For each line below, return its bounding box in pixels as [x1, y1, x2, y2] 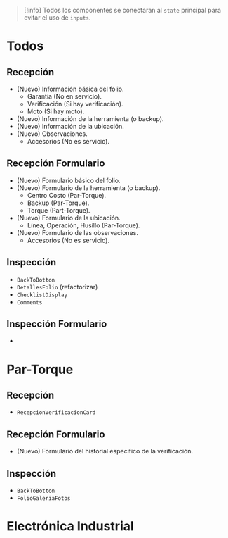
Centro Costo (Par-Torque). [27, 191, 107, 199]
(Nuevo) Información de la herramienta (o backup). [16, 115, 164, 123]
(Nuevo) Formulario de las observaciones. [16, 228, 138, 237]
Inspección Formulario [6, 318, 107, 330]
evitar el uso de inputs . [23, 13, 91, 22]
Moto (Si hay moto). [27, 107, 85, 115]
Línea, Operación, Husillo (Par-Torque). [27, 221, 140, 230]
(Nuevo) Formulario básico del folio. [16, 176, 121, 184]
